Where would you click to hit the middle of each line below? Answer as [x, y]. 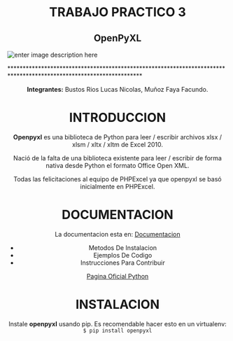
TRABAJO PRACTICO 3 [118, 12]
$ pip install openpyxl [118, 330]
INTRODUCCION [118, 118]
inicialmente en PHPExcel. [118, 186]
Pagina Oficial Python [118, 276]
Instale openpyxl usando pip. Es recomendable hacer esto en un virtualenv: [118, 323]
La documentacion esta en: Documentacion [118, 234]
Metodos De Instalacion [123, 248]
